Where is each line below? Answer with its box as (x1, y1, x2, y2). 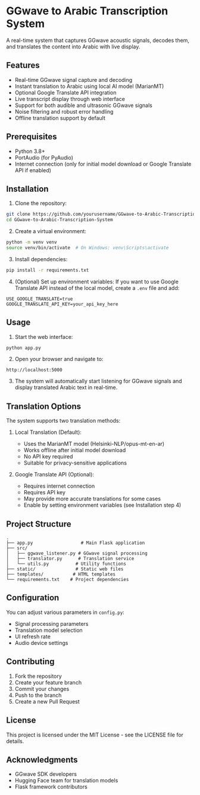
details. (6, 737, 24, 745)
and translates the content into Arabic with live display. (6, 43, 140, 50)
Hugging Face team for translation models (14, 777, 118, 784)
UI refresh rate (14, 632, 51, 640)
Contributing (6, 656, 55, 667)
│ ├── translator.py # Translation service (6, 556, 135, 562)
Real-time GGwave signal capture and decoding (14, 76, 133, 83)
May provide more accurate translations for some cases (23, 495, 161, 503)
